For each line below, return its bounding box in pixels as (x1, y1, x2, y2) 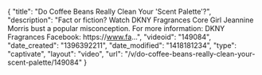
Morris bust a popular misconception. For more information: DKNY (7, 24, 225, 33)
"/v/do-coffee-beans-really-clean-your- (124, 49, 256, 58)
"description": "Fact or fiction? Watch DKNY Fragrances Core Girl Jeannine (7, 15, 254, 25)
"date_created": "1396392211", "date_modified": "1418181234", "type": (7, 41, 237, 50)
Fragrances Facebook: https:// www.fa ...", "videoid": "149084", (7, 32, 212, 41)
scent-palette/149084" (7, 57, 83, 67)
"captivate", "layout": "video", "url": (7, 49, 123, 58)
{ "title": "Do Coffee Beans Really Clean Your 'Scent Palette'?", (7, 7, 212, 16)
